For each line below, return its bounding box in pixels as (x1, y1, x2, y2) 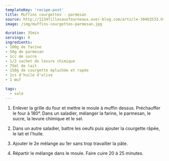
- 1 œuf (5, 77, 22, 83)
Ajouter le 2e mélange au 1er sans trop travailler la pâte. (12, 140, 128, 146)
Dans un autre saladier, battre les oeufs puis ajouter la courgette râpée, (12, 125, 160, 131)
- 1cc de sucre (5, 54, 37, 59)
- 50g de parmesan (5, 49, 44, 54)
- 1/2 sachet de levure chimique (5, 58, 75, 63)
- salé (10, 91, 24, 96)
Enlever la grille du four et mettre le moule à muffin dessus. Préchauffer (12, 105, 161, 111)
